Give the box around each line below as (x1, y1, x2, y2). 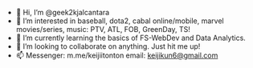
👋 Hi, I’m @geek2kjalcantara (15, 8, 110, 17)
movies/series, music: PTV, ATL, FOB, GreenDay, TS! (15, 25, 191, 34)
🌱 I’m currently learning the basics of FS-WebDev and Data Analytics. (15, 33, 247, 42)
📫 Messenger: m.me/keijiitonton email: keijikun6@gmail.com (15, 50, 218, 60)
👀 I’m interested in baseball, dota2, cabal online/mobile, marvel (15, 16, 224, 26)
